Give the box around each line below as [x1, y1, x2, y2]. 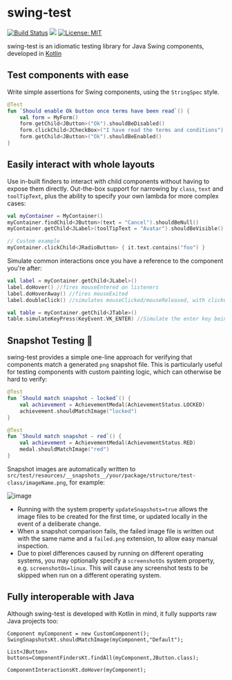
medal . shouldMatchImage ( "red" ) [19, 446, 110, 453]
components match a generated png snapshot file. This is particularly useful [7, 361, 223, 369]
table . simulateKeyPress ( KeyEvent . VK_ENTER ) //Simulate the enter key [7, 316, 212, 323]
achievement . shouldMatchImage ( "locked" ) [19, 408, 137, 415]
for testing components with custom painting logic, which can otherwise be [7, 368, 222, 376]
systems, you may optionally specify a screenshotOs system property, [17, 556, 215, 565]
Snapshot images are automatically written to [7, 464, 136, 473]
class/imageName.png [7, 479, 67, 487]
